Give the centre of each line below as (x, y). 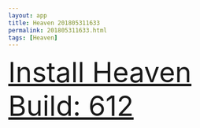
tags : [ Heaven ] (33, 38)
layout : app (28, 15)
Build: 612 (71, 106)
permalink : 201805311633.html (58, 30)
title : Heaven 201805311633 (54, 23)
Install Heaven (100, 73)
